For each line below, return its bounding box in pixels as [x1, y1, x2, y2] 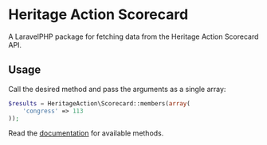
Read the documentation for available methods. [8, 128, 164, 138]
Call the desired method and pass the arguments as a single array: [8, 84, 226, 93]
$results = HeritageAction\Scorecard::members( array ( [8, 99, 191, 108]
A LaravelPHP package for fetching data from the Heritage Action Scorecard [8, 32, 259, 41]
